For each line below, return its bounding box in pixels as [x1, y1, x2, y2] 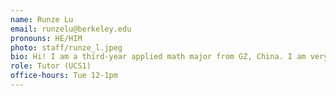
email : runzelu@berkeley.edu [10, 24, 132, 34]
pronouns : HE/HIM [10, 33, 83, 43]
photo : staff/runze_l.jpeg [10, 42, 123, 53]
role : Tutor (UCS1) [10, 61, 92, 71]
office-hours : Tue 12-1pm [10, 71, 118, 81]
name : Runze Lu [10, 14, 74, 25]
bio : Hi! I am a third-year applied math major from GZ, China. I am [10, 52, 307, 62]
